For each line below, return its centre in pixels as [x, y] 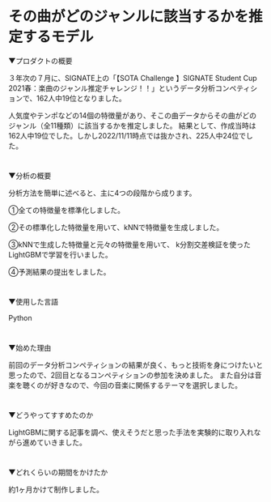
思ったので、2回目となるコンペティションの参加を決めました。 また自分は [131, 375]
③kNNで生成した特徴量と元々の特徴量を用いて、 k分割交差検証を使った [129, 245]
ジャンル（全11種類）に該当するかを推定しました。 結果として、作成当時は [132, 125]
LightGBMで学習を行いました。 [61, 255]
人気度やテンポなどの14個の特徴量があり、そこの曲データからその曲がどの [133, 115]
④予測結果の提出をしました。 [59, 272]
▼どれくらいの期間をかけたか [58, 472]
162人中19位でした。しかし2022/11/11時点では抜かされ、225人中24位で [127, 135]
